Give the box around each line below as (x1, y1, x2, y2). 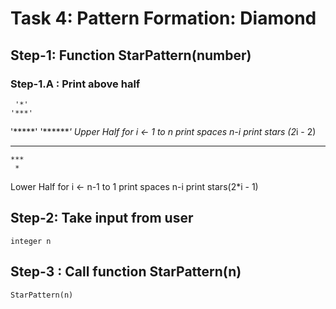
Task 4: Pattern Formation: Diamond (10, 7, 317, 30)
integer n (10, 236, 52, 246)
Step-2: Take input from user (10, 210, 194, 227)
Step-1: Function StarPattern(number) (10, 47, 252, 64)
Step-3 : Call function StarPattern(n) (10, 263, 242, 281)
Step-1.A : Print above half (10, 77, 141, 91)
